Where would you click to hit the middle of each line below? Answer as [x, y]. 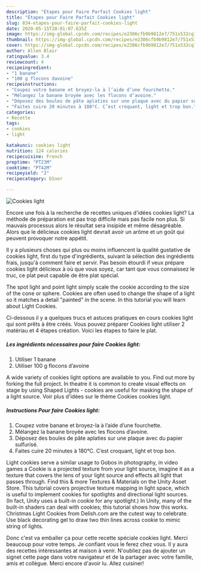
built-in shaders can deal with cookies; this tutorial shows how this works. [97, 507]
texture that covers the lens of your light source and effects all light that [94, 475]
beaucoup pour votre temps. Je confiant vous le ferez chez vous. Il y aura [97, 544]
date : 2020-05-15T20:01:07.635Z [46, 28]
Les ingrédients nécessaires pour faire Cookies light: [73, 344]
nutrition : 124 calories [37, 151]
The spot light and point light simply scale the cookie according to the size [98, 287]
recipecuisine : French [34, 157]
